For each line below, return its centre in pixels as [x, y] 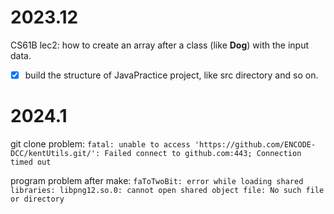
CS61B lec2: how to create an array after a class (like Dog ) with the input [160, 45]
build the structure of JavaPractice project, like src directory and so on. [171, 75]
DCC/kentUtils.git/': [55, 153]
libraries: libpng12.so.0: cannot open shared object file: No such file [167, 190]
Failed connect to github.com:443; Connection [203, 153]
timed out [31, 162]
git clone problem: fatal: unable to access [100, 143]
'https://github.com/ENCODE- [255, 144]
